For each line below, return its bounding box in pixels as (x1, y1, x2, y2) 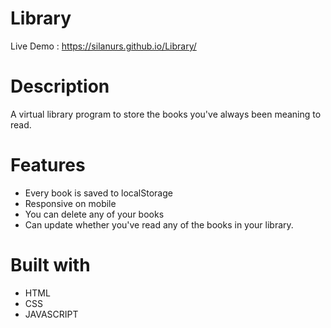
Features (10, 154, 86, 177)
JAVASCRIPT (24, 308, 79, 320)
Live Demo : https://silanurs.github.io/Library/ (10, 40, 197, 52)
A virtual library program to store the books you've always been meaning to (10, 108, 322, 120)
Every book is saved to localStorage (24, 187, 173, 199)
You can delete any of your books (24, 208, 165, 220)
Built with (10, 254, 91, 276)
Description (10, 75, 110, 98)
